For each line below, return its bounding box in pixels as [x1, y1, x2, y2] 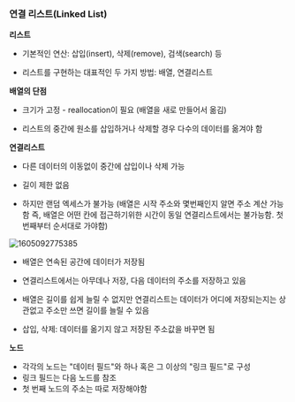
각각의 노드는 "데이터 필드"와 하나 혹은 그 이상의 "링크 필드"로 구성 [21, 361, 252, 372]
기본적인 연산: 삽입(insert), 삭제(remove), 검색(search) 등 [21, 49, 223, 59]
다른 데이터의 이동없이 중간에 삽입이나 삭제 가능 [21, 161, 185, 171]
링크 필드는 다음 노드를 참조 [21, 373, 117, 383]
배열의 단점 [9, 86, 47, 96]
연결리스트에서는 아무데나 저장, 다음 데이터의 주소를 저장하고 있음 [21, 276, 246, 286]
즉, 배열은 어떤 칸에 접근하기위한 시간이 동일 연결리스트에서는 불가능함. [31, 209, 275, 220]
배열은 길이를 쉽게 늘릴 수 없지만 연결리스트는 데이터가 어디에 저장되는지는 [21, 294, 277, 305]
